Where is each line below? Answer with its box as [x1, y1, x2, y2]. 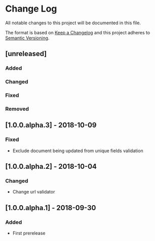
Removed [5, 106, 29, 113]
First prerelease [12, 230, 45, 236]
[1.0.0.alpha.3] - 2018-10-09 [5, 121, 97, 129]
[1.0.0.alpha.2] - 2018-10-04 [5, 162, 97, 171]
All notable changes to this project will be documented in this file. [5, 20, 141, 26]
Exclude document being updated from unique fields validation [12, 148, 143, 154]
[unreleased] [5, 50, 47, 58]
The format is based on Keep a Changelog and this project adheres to [5, 29, 150, 35]
